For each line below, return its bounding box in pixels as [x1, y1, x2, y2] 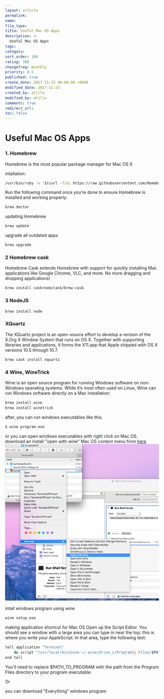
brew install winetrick [5, 405, 54, 410]
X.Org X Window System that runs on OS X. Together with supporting [5, 337, 144, 342]
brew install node [5, 309, 42, 314]
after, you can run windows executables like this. [5, 414, 103, 420]
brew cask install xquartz [5, 357, 60, 362]
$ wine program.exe [5, 424, 45, 429]
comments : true [5, 101, 36, 106]
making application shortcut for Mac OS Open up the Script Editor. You [5, 624, 147, 630]
